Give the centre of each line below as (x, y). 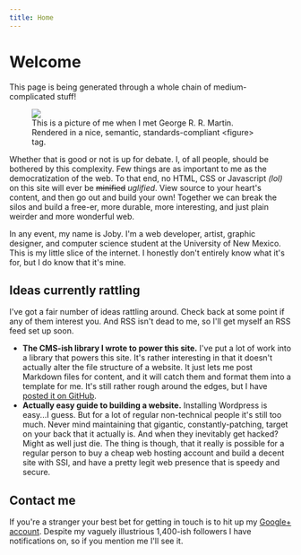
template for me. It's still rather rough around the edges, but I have (145, 386)
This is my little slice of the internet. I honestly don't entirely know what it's (147, 253)
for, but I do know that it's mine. (68, 262)
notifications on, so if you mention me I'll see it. (96, 541)
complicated (32, 96)
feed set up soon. (42, 331)
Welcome (45, 61)
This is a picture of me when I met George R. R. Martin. (133, 123)
